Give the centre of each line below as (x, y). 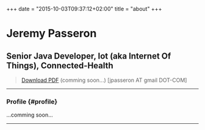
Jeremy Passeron (52, 34)
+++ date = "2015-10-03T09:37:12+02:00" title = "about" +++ (84, 9)
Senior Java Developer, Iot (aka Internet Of (89, 56)
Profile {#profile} (32, 101)
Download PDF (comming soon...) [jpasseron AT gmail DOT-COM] (104, 80)
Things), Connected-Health (60, 66)
